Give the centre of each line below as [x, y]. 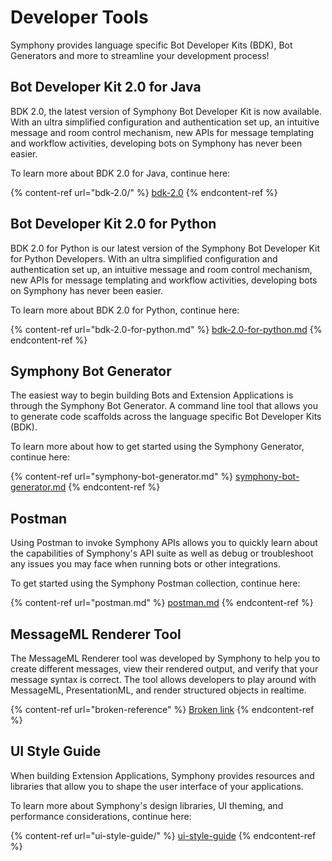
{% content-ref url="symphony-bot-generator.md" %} [122, 477]
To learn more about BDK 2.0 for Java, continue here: [120, 173]
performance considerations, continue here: [101, 816]
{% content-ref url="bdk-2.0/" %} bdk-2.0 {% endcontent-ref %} [144, 192]
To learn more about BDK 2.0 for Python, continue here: [125, 310]
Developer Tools [79, 17]
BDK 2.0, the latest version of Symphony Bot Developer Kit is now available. [166, 111]
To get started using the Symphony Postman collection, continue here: [155, 583]
